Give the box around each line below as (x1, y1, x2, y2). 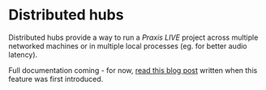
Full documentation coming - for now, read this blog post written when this (8, 65, 258, 75)
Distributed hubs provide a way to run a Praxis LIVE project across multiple (8, 32, 259, 42)
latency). (8, 49, 38, 59)
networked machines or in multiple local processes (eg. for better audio (8, 41, 247, 50)
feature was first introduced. (8, 74, 104, 84)
